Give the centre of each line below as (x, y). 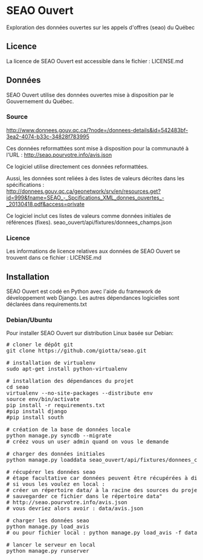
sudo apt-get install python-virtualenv (67, 369)
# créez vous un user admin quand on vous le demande (88, 442)
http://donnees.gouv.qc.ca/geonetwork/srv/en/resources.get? (84, 191)
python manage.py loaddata (46, 460)
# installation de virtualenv (51, 363)
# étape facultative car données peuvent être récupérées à (97, 478)
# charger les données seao (48, 521)
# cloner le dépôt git (40, 345)
